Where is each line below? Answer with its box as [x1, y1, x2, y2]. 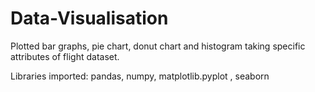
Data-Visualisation [10, 7, 169, 30]
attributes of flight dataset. [10, 50, 120, 62]
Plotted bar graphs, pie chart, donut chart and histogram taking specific [10, 40, 306, 52]
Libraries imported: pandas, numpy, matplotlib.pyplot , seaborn [10, 70, 270, 82]
